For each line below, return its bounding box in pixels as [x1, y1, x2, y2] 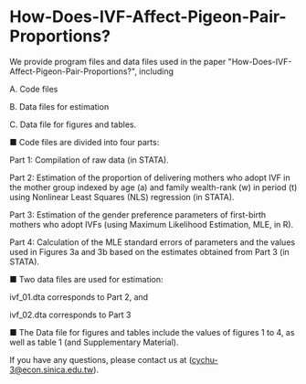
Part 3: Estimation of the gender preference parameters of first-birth [9, 208, 267, 220]
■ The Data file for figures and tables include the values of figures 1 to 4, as [9, 326, 295, 337]
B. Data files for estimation [9, 101, 110, 112]
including [138, 66, 174, 77]
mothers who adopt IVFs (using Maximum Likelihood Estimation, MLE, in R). [9, 219, 294, 229]
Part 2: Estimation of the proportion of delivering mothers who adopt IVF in [9, 172, 290, 183]
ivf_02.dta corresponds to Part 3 [9, 309, 132, 320]
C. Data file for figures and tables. [9, 119, 137, 130]
